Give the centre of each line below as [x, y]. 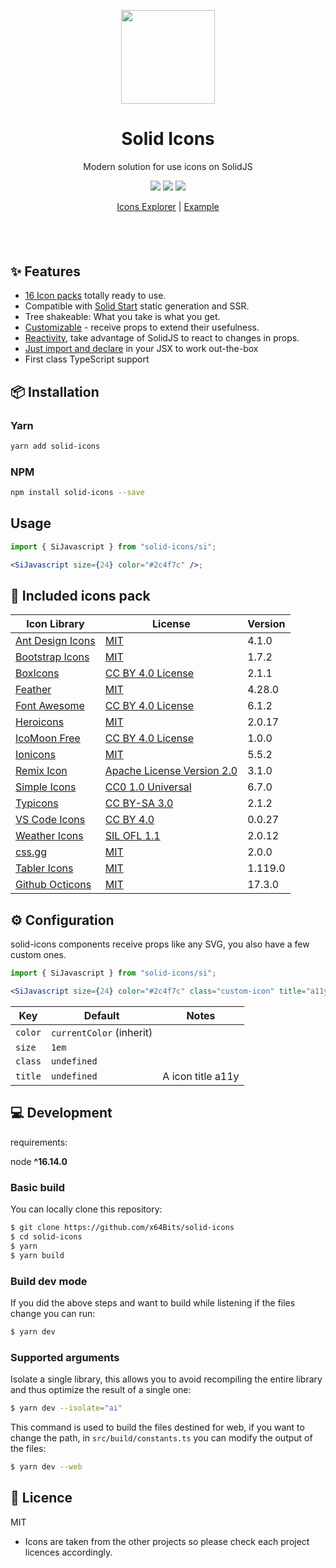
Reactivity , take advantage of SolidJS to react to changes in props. [162, 338]
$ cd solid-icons [46, 1237]
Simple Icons [46, 787]
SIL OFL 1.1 [132, 836]
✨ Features [45, 271]
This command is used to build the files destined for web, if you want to [157, 1427]
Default [101, 1016]
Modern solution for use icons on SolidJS [168, 166]
